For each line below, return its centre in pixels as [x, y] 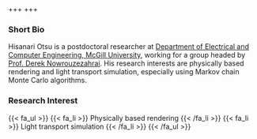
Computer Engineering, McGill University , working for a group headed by [127, 55]
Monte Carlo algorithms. [47, 81]
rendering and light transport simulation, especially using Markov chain [124, 72]
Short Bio [26, 29]
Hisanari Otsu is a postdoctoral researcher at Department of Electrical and [129, 47]
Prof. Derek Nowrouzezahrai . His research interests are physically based [126, 63]
